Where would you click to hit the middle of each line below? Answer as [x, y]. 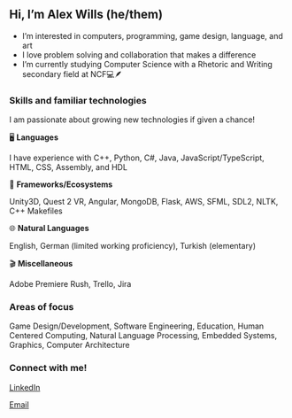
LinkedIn [25, 387]
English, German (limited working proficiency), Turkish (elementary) [133, 246]
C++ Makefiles [36, 211]
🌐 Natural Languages [50, 228]
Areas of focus [42, 307]
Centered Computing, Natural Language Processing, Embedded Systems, [143, 336]
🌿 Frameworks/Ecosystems [61, 184]
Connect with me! [48, 368]
